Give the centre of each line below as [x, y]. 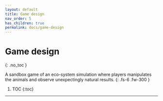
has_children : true [25, 23]
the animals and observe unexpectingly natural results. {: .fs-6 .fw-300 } [77, 80]
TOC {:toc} [23, 89]
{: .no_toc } [16, 65]
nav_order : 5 [18, 18]
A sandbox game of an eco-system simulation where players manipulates [78, 75]
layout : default [21, 9]
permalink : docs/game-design [34, 28]
